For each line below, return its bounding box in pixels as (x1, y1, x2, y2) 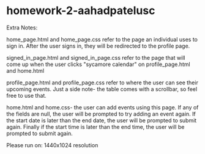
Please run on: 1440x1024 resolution (6, 141, 99, 148)
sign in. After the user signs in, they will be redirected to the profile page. (6, 42, 190, 50)
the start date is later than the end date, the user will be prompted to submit (6, 117, 197, 124)
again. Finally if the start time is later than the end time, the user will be (6, 123, 185, 130)
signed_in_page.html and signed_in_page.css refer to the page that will (6, 54, 185, 61)
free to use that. (6, 92, 47, 99)
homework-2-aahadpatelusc (6, 4, 155, 18)
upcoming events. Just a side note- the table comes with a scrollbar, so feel (6, 85, 198, 92)
